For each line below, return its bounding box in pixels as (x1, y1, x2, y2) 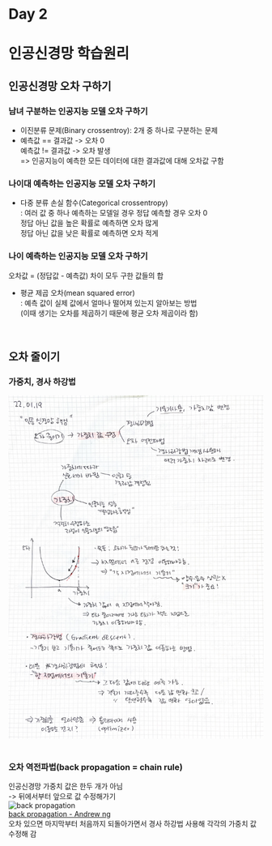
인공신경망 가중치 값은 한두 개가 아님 (8, 781, 123, 791)
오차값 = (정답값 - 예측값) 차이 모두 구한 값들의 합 (8, 271, 164, 280)
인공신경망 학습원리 (8, 45, 130, 63)
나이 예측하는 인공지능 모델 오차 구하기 (8, 250, 148, 262)
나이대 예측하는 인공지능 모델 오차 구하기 (8, 177, 156, 189)
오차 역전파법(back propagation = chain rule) (8, 761, 184, 772)
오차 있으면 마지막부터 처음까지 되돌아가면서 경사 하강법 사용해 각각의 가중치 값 (8, 818, 257, 828)
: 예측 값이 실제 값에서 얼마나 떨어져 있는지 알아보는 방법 (19, 297, 198, 308)
